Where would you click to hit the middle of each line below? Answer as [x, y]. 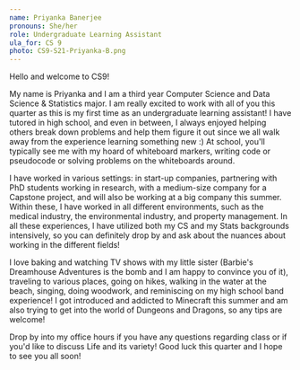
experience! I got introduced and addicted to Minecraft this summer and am [149, 301]
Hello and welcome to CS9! [60, 76]
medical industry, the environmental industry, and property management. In [149, 216]
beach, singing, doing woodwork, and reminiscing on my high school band [147, 291]
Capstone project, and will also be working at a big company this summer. [146, 198]
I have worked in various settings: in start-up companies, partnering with [143, 178]
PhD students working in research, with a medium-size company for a [138, 188]
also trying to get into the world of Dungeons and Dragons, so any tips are [146, 310]
